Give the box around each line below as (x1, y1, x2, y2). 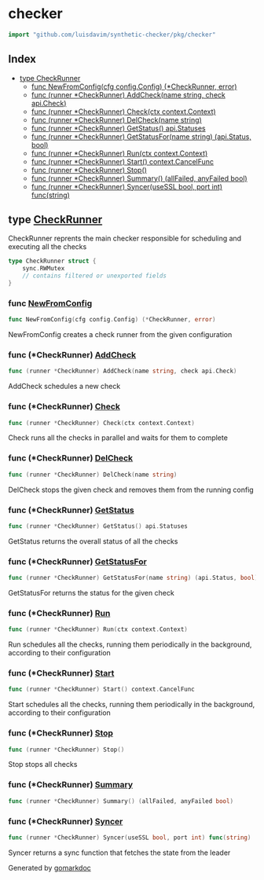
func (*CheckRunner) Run (8, 607, 111, 618)
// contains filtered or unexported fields (22, 272, 167, 280)
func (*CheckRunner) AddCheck (8, 350, 137, 361)
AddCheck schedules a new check (8, 382, 121, 391)
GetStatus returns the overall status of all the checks (8, 536, 178, 546)
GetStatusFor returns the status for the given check (8, 588, 174, 597)
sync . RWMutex (22, 265, 65, 273)
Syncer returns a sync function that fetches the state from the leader (8, 848, 231, 857)
